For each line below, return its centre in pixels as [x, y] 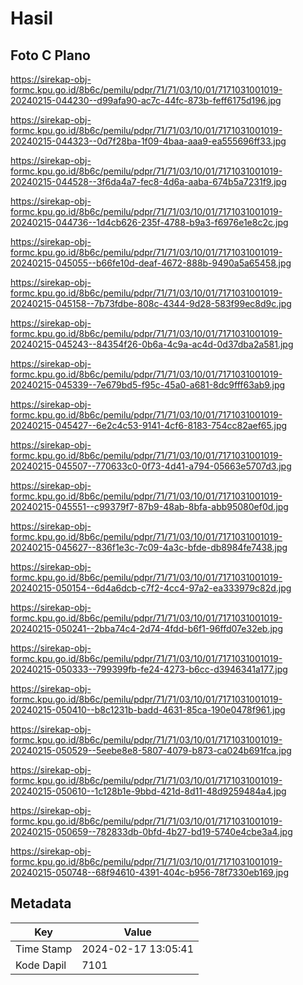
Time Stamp [44, 949]
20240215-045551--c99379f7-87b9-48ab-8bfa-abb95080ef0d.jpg [149, 506]
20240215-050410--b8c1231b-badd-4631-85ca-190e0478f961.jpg [148, 710]
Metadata [41, 903]
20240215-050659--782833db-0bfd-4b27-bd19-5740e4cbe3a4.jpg [151, 831]
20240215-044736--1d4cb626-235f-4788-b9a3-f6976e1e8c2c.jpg [149, 222]
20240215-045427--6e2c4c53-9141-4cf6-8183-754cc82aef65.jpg [149, 425]
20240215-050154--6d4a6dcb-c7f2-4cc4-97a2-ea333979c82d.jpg [151, 588]
